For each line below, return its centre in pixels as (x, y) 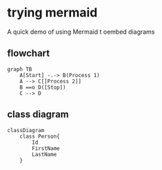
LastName (44, 154)
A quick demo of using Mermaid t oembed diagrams (81, 32)
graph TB (20, 69)
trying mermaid (52, 13)
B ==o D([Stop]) (43, 87)
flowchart (29, 53)
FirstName (46, 148)
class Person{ (40, 136)
